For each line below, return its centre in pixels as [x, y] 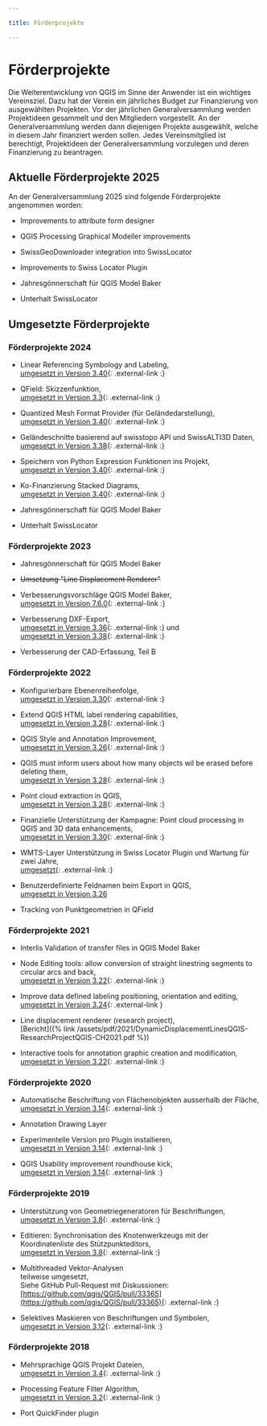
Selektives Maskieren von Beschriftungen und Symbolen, [115, 1317]
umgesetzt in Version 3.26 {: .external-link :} [92, 747]
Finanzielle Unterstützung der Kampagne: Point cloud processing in [132, 819]
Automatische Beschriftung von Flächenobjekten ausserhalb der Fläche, [140, 1100]
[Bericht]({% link [47, 1029]
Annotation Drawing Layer [63, 1124]
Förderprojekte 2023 [50, 546]
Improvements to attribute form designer [87, 221]
